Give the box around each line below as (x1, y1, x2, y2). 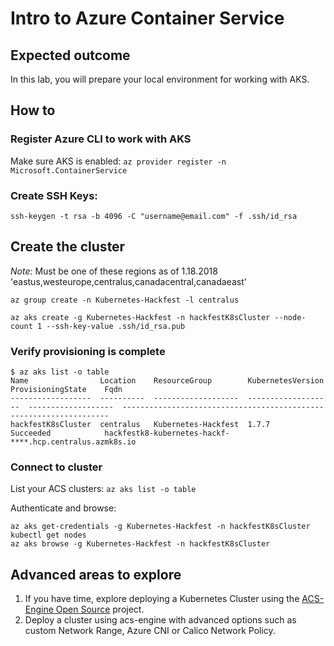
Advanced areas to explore (10, 566, 182, 583)
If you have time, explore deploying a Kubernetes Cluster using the (24, 593, 300, 605)
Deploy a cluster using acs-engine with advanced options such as (24, 614, 297, 626)
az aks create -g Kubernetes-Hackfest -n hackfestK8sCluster (10, 312, 271, 322)
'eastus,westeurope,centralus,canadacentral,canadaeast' (10, 275, 247, 287)
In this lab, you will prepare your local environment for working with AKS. (10, 73, 310, 85)
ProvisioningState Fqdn (10, 385, 123, 395)
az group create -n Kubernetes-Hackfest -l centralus (10, 295, 240, 305)
